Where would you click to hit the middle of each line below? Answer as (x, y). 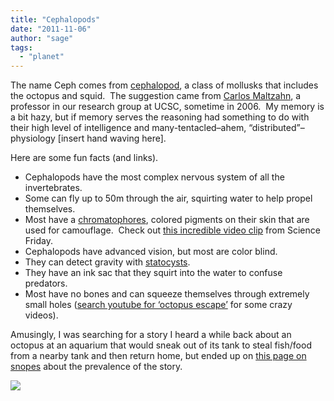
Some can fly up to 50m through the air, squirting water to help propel (168, 198)
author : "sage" (42, 38)
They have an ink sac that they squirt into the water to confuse (153, 273)
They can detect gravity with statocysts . (107, 262)
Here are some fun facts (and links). (84, 158)
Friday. (38, 241)
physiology (33, 138)
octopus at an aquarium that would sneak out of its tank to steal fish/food (161, 345)
